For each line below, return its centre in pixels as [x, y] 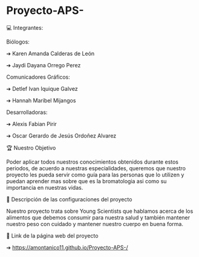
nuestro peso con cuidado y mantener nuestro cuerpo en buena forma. [95, 224]
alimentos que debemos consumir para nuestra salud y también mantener [98, 217]
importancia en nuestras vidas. [45, 187]
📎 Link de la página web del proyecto [52, 235]
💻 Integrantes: [25, 27]
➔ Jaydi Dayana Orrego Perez [44, 65]
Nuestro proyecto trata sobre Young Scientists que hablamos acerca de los [100, 211]
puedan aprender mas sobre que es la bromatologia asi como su [86, 181]
